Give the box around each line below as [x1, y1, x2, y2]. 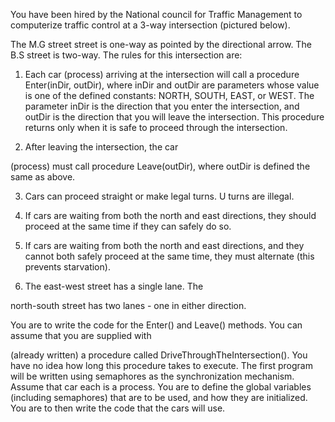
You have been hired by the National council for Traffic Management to [10, 9, 303, 20]
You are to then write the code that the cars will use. [10, 402, 226, 414]
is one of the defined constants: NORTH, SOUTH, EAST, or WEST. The [24, 90, 315, 101]
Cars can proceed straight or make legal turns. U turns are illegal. [24, 190, 295, 202]
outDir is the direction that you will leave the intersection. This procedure [24, 111, 325, 123]
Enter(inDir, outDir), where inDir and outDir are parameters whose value [24, 79, 320, 91]
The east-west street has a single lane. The [24, 280, 204, 292]
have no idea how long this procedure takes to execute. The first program [10, 360, 313, 371]
